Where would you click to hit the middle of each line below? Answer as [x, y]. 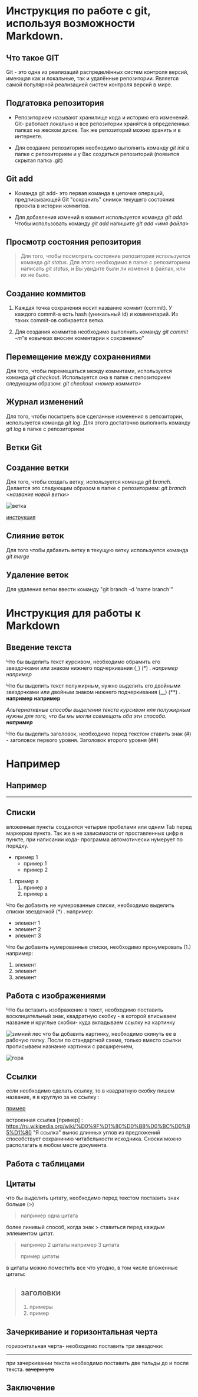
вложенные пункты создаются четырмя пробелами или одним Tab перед [99, 826]
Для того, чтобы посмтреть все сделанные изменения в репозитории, [95, 416]
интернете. [29, 136]
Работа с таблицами [46, 1164]
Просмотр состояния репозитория [74, 242]
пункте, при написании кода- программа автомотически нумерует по [95, 839]
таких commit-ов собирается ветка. [60, 320]
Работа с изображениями [56, 995]
